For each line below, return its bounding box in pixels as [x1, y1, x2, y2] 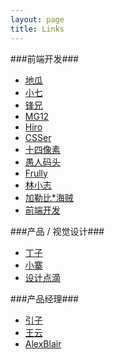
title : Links [10, 24, 65, 34]
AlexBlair [24, 337, 62, 350]
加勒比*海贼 [24, 191, 74, 203]
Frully [24, 167, 48, 179]
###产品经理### [10, 292, 80, 305]
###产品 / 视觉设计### [10, 225, 105, 237]
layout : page [10, 14, 65, 25]
